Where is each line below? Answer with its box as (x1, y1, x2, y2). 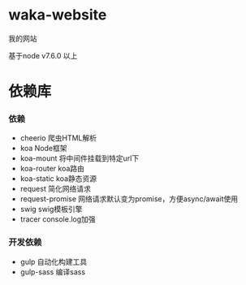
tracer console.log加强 (19, 214, 96, 224)
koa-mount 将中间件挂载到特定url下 (19, 153, 140, 163)
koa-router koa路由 (19, 164, 85, 174)
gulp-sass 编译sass (19, 266, 86, 277)
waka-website (8, 6, 107, 24)
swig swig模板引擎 (19, 205, 83, 214)
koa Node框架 (19, 144, 67, 153)
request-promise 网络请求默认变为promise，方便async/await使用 (19, 194, 239, 204)
